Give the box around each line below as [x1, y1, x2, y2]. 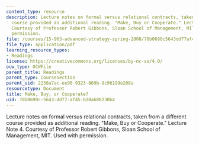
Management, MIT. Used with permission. [6, 131, 108, 139]
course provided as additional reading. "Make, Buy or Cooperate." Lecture [6, 119, 187, 126]
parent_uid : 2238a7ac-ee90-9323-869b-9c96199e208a [6, 80, 134, 86]
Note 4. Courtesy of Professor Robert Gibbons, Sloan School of [6, 125, 161, 133]
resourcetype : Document [6, 86, 65, 92]
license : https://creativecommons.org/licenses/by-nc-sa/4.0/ [6, 58, 163, 64]
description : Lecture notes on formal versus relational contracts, [6, 14, 179, 20]
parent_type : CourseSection [6, 75, 76, 80]
